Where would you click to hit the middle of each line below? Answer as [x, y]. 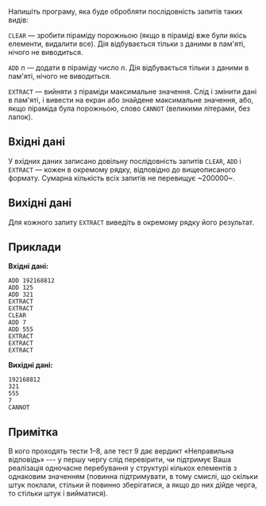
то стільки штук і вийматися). [58, 493]
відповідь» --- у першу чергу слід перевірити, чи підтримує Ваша [120, 460]
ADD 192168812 [32, 281]
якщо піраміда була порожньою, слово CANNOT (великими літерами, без [129, 108]
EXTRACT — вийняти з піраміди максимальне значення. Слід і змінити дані [133, 91]
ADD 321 [21, 295]
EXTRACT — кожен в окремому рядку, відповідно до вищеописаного [122, 169]
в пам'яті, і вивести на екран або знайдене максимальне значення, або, [131, 100]
